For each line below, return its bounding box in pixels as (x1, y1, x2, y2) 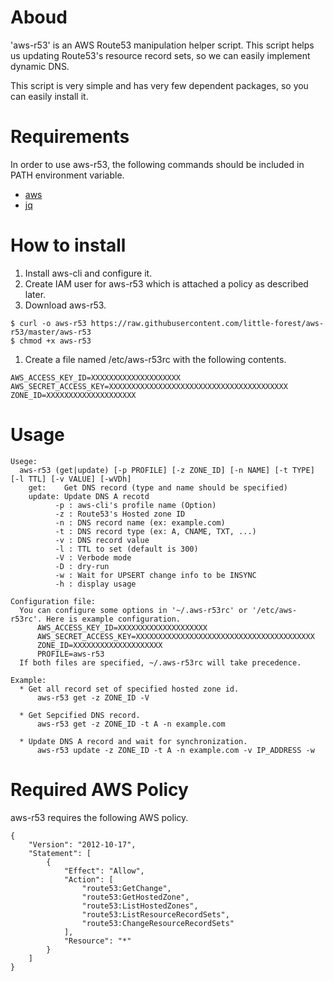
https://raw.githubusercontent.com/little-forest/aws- (90, 318, 325, 328)
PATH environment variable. (10, 169, 125, 181)
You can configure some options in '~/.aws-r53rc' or (19, 605, 248, 615)
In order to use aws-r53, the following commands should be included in (10, 158, 305, 170)
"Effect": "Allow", (63, 866, 145, 876)
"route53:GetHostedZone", (81, 892, 190, 902)
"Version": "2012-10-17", (28, 839, 137, 850)
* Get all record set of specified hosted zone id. (19, 684, 240, 694)
